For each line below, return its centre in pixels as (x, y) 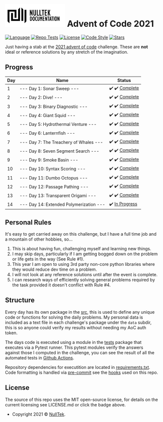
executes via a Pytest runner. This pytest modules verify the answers (74, 347)
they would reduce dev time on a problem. (54, 269)
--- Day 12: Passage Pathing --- (54, 186)
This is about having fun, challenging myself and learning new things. (82, 249)
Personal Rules (28, 222)
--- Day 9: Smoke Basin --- (49, 160)
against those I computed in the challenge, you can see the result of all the (80, 352)
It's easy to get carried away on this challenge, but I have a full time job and (81, 234)
